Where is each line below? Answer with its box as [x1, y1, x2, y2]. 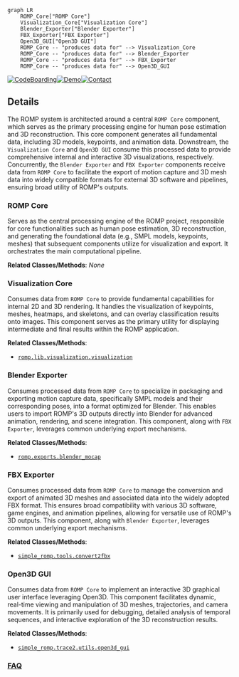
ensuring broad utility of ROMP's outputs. [7, 182, 129, 191]
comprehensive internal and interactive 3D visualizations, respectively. [7, 152, 215, 161]
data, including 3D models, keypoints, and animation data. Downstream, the [7, 137, 229, 146]
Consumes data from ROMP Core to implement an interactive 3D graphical [7, 585, 221, 594]
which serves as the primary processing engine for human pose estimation [7, 122, 227, 131]
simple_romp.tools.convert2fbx [17, 552, 111, 560]
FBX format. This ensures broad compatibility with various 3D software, [7, 501, 217, 509]
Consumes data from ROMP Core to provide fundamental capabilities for [7, 295, 215, 303]
